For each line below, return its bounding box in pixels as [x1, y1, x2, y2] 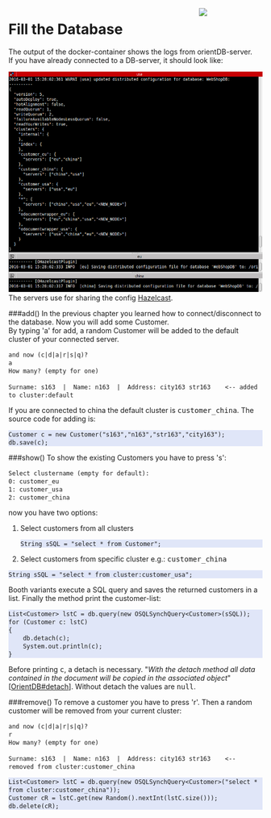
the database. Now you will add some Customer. [8, 317, 169, 327]
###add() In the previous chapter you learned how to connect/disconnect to [8, 308, 262, 318]
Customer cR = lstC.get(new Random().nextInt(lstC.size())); [8, 794, 219, 802]
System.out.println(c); [23, 642, 103, 650]
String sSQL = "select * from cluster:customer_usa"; [8, 570, 194, 578]
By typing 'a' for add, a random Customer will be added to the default [8, 325, 240, 335]
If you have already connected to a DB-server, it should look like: [8, 55, 223, 65]
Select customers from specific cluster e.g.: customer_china [19, 553, 227, 564]
